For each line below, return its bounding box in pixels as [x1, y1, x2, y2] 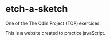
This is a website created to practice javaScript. [5, 30, 106, 36]
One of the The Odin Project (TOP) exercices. [5, 20, 101, 26]
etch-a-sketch [5, 3, 68, 15]
